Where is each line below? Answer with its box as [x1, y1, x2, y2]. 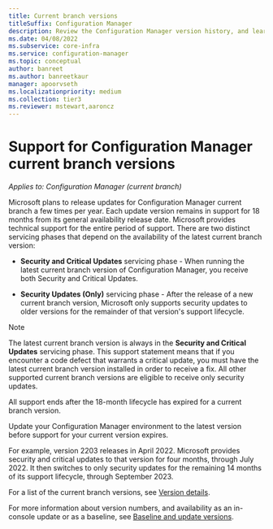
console [8, 512, 36, 522]
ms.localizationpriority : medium [8, 87, 122, 96]
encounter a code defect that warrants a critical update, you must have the [8, 355, 259, 366]
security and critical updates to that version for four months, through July [8, 454, 254, 464]
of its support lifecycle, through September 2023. [8, 472, 174, 482]
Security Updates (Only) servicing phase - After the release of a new [19, 289, 253, 299]
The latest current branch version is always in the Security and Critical [8, 338, 246, 348]
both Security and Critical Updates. [19, 274, 138, 284]
